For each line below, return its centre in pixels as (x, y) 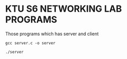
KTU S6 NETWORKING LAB (63, 9)
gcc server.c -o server (30, 43)
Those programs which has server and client (52, 34)
